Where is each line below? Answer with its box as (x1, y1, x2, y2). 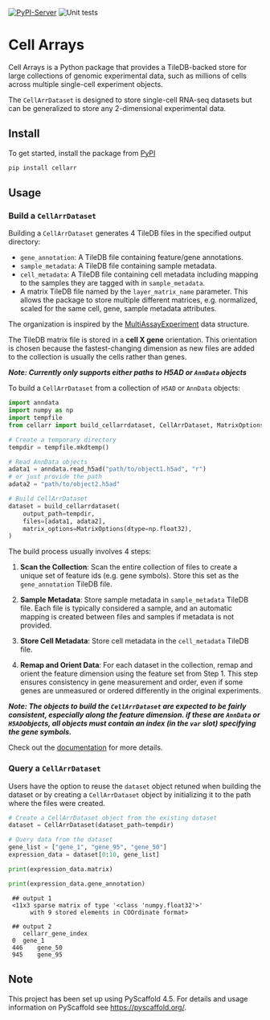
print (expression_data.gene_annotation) (8, 879, 146, 888)
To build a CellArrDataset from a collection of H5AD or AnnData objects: (8, 383, 241, 393)
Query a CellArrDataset (8, 763, 101, 774)
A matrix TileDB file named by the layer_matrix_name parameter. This (19, 286, 248, 297)
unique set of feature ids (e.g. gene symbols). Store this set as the (19, 571, 239, 581)
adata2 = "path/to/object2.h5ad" (8, 480, 121, 488)
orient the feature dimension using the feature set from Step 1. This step (19, 668, 259, 679)
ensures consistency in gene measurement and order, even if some (19, 677, 243, 687)
